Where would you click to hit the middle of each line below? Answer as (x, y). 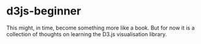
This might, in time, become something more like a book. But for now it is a (100, 28)
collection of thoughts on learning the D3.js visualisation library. (87, 34)
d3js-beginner (44, 11)
